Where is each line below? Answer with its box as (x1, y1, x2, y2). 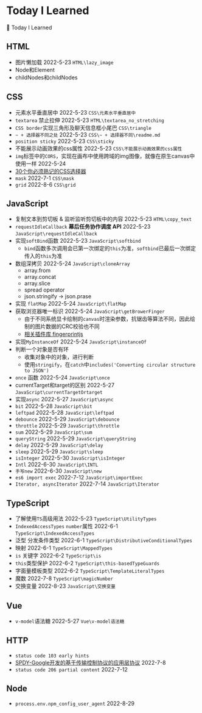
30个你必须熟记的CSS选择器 (15, 167, 86, 174)
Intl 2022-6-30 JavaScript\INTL (15, 461, 99, 468)
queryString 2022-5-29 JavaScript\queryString (15, 435, 136, 442)
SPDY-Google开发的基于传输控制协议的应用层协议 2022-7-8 (15, 659, 166, 666)
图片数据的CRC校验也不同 (35, 323, 100, 330)
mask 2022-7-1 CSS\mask (15, 174, 75, 182)
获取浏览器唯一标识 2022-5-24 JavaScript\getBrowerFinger (15, 307, 165, 315)
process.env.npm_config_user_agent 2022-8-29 (15, 700, 135, 707)
